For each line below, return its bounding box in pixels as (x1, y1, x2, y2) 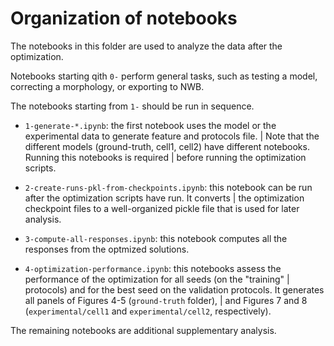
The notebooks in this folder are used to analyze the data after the (10, 40, 283, 52)
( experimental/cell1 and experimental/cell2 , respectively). (24, 305, 272, 317)
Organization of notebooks (10, 7, 238, 30)
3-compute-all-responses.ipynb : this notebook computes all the (24, 232, 288, 244)
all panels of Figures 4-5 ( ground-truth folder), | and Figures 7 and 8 (24, 294, 308, 306)
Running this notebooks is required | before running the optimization (24, 151, 307, 163)
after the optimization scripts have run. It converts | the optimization (24, 192, 305, 204)
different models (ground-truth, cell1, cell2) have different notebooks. (24, 140, 310, 152)
